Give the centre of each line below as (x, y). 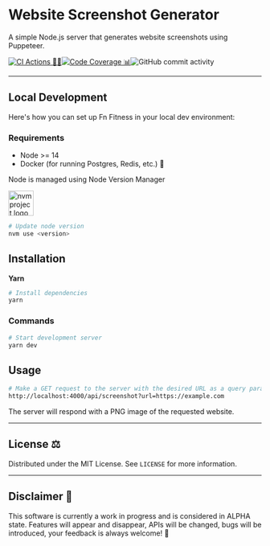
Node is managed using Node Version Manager (87, 179)
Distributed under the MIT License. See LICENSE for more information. (123, 463)
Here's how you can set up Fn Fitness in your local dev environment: (122, 117)
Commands (31, 321)
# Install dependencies (48, 293)
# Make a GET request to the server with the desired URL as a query (127, 389)
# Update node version (46, 227)
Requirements (37, 138)
